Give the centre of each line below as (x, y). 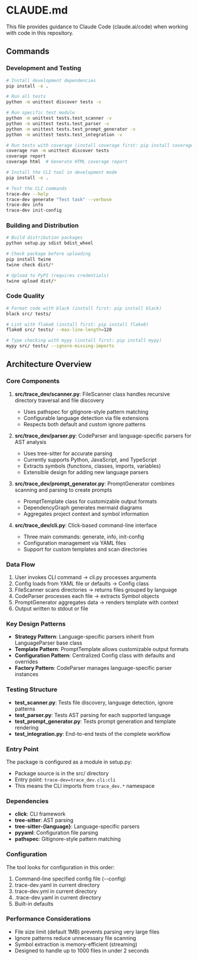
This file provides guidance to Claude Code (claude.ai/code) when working (97, 27)
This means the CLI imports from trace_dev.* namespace (85, 785)
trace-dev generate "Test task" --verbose (59, 199)
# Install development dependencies (51, 80)
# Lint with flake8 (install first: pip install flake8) (77, 324)
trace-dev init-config (34, 211)
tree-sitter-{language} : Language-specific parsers (77, 827)
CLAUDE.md (37, 10)
